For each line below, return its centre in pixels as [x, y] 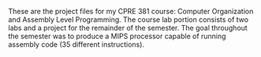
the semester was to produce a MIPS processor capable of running [117, 36]
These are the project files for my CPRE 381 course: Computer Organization [131, 11]
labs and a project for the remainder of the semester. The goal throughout [128, 28]
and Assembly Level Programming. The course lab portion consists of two [129, 20]
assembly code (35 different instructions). [76, 45]
